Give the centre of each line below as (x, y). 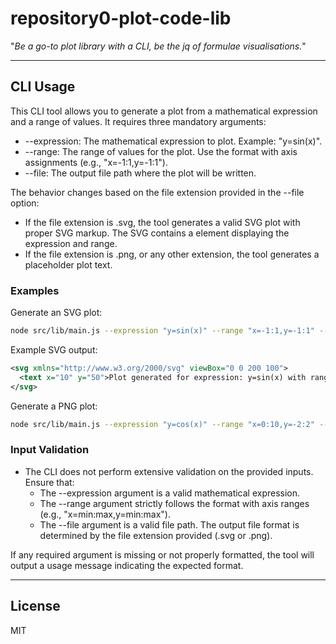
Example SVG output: (54, 349)
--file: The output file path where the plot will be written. (140, 173)
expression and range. (71, 243)
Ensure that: (49, 482)
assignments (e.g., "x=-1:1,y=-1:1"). (96, 162)
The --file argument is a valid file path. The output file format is (169, 524)
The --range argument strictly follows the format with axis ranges (174, 503)
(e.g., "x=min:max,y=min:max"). (105, 514)
